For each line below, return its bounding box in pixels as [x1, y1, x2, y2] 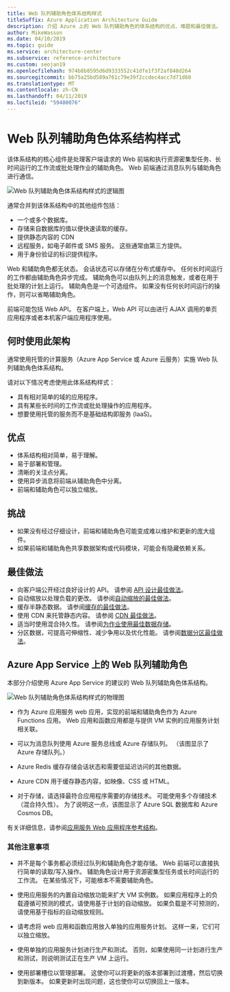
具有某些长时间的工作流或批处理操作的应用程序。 [16, 401, 155, 409]
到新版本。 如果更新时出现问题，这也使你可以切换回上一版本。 [16, 978, 193, 986]
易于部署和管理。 [16, 460, 66, 468]
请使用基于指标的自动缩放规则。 [16, 908, 107, 916]
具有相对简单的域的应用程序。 [16, 392, 101, 401]
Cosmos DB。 [16, 808, 57, 816]
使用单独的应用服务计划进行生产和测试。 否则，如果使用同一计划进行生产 [16, 945, 223, 954]
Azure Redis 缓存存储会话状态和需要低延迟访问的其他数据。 [16, 762, 185, 771]
